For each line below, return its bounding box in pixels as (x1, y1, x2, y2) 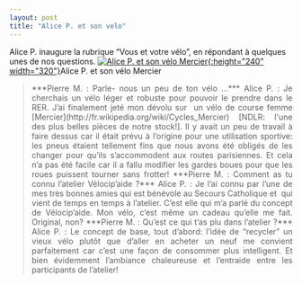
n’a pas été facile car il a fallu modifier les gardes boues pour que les (31, 159, 293, 170)
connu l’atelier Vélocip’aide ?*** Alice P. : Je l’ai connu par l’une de (31, 178, 293, 189)
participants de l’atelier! (31, 264, 119, 275)
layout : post (9, 13, 58, 22)
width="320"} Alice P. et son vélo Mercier (9, 65, 162, 76)
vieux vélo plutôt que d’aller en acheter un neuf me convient (31, 235, 293, 246)
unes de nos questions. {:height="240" (9, 56, 264, 67)
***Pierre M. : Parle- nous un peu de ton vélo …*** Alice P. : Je (31, 83, 293, 93)
